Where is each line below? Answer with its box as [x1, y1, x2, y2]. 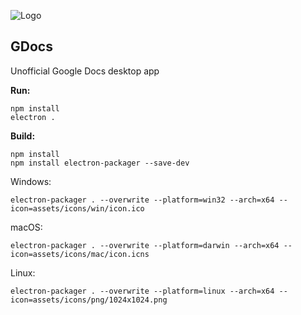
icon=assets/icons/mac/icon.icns [10, 249, 150, 259]
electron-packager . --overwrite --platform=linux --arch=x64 [10, 286, 275, 296]
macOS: [10, 221, 43, 233]
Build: [10, 130, 36, 142]
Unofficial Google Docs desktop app [10, 65, 160, 77]
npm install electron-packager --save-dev [10, 158, 190, 168]
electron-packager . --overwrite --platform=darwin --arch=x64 [10, 240, 280, 250]
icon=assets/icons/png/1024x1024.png [10, 295, 168, 305]
